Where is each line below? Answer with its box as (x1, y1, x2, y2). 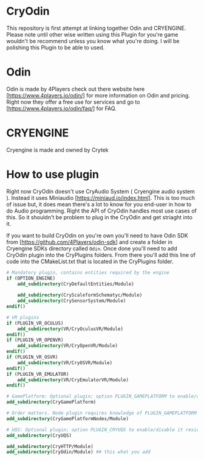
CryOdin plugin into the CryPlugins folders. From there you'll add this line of (6, 251, 196, 258)
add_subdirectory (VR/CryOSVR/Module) (17, 359, 113, 366)
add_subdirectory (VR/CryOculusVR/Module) (17, 326, 123, 332)
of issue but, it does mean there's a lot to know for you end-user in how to (6, 200, 192, 208)
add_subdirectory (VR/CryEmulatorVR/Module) (17, 376, 129, 383)
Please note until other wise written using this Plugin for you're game (6, 30, 178, 38)
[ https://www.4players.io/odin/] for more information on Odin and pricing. (6, 91, 190, 99)
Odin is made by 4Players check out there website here (6, 85, 145, 93)
